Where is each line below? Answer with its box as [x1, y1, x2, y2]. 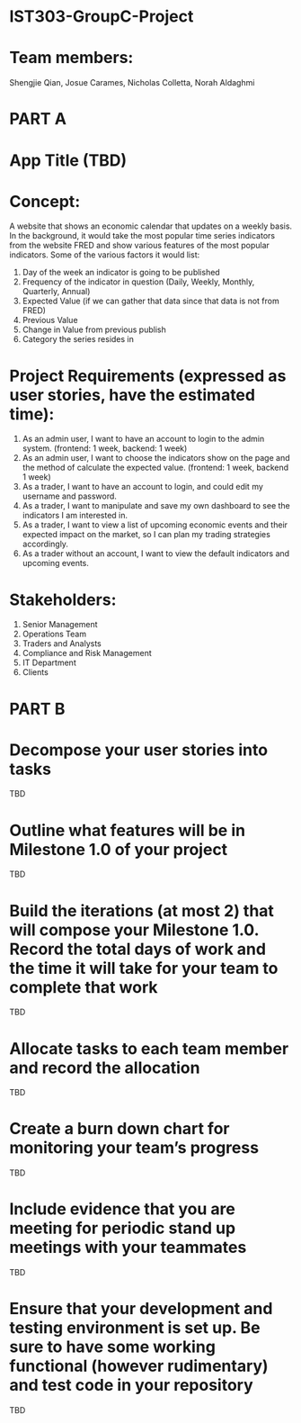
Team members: [9, 48, 134, 68]
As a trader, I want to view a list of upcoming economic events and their [22, 519, 288, 530]
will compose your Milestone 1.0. [9, 920, 259, 940]
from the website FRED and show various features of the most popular [9, 240, 270, 251]
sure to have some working [9, 1337, 216, 1357]
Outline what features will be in [9, 820, 245, 841]
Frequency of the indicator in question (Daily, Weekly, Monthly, [22, 276, 255, 287]
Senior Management [22, 619, 98, 630]
